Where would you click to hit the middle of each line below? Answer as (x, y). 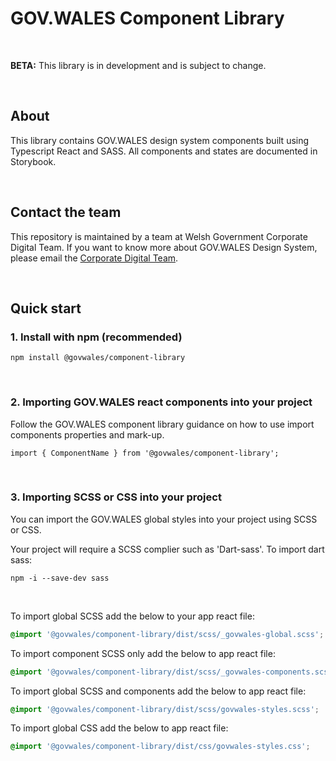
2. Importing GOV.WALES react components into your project (161, 402)
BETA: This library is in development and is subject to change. (138, 65)
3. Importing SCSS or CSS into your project (116, 497)
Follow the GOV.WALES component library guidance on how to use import (162, 424)
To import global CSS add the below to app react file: (119, 728)
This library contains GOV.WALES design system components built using (160, 140)
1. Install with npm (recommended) (96, 337)
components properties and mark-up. (87, 434)
